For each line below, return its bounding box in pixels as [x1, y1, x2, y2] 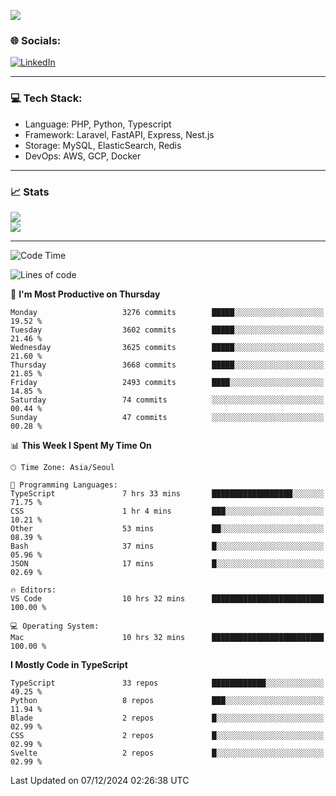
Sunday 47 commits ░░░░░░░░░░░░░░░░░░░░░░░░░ [10, 412, 325, 422]
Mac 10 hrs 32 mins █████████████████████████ [10, 632, 325, 642]
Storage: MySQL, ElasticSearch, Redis [24, 139, 182, 151]
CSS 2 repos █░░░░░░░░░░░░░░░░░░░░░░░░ [10, 730, 325, 740]
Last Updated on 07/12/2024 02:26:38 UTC [10, 774, 190, 786]
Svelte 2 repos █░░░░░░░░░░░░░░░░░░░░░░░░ [10, 748, 325, 758]
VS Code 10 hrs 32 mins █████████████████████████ [10, 593, 325, 604]
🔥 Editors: [10, 585, 57, 595]
